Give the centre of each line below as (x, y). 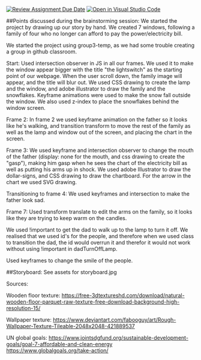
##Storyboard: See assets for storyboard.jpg (61, 272)
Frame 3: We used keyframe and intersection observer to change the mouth (100, 150)
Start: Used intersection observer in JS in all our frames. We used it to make (100, 63)
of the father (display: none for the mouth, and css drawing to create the (95, 157)
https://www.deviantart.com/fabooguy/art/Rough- (115, 320)
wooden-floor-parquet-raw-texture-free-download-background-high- (93, 302)
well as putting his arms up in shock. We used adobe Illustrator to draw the (98, 169)
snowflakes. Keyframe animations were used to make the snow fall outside (98, 95)
